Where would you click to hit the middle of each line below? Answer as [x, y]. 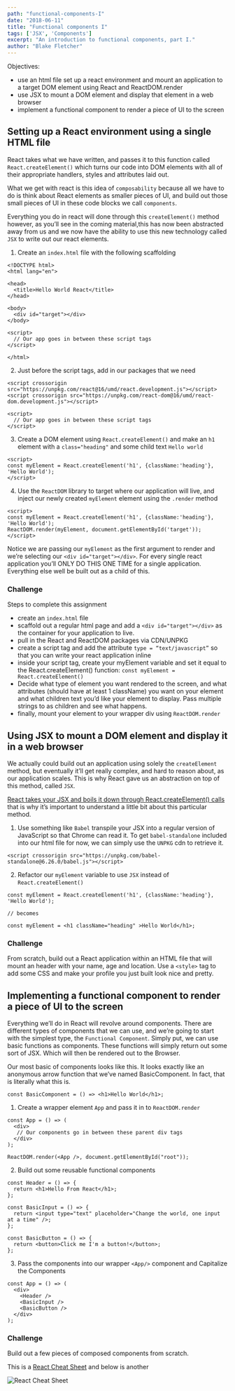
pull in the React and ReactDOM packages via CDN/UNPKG [103, 640]
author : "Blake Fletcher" [45, 46]
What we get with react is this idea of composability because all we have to [116, 188]
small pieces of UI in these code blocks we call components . [92, 203]
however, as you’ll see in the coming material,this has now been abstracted [115, 224]
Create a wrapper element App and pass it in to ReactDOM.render [109, 1108]
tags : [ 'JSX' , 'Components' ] [50, 33]
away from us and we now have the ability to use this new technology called [117, 231]
